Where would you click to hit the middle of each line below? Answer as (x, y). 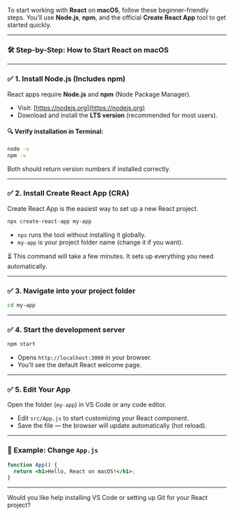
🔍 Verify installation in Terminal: (55, 131)
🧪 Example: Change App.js (53, 450)
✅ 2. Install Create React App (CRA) (68, 193)
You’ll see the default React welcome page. (79, 365)
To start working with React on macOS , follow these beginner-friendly (108, 10)
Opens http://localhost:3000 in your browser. (84, 357)
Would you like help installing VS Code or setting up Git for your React (107, 498)
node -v (18, 149)
